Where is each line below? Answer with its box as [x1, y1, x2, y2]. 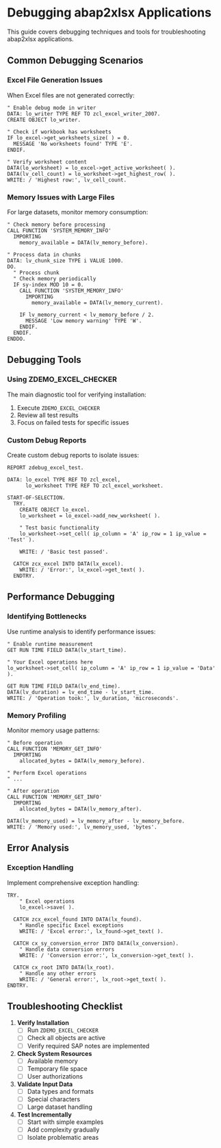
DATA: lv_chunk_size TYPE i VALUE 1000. [7, 257, 125, 264]
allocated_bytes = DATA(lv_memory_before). [19, 757, 146, 764]
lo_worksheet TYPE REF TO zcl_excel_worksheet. [25, 482, 164, 489]
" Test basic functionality [19, 524, 99, 531]
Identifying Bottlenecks [7, 611, 87, 621]
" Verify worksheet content [7, 158, 88, 166]
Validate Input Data [16, 1080, 73, 1088]
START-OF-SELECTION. [7, 494, 66, 501]
